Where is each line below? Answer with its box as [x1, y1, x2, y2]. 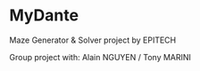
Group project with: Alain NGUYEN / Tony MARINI [9, 51, 192, 62]
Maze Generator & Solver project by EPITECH [9, 35, 177, 45]
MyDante [9, 5, 79, 26]
